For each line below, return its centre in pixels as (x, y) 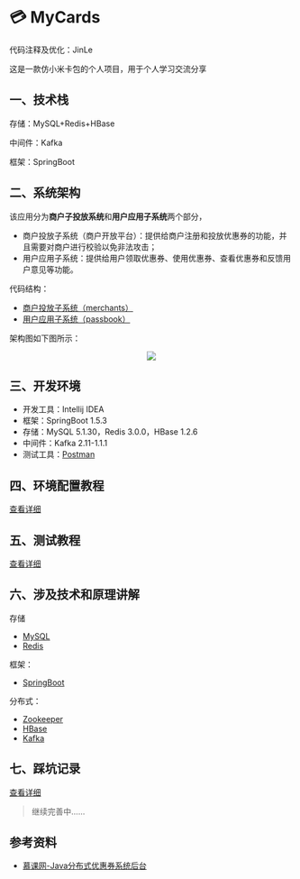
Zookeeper (43, 719)
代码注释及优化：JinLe (51, 50)
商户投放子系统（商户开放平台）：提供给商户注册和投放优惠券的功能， (150, 235)
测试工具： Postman (59, 454)
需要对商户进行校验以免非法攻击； (94, 247)
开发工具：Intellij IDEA (63, 409)
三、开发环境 (45, 385)
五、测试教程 (45, 540)
